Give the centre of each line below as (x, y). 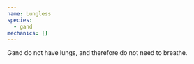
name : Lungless (29, 14)
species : (20, 20)
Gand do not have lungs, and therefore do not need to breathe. (97, 53)
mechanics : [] (28, 33)
